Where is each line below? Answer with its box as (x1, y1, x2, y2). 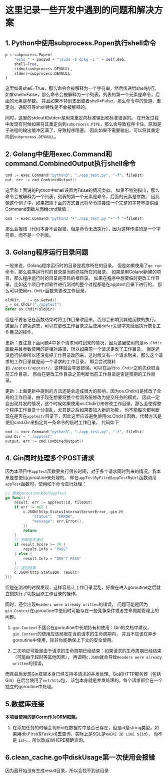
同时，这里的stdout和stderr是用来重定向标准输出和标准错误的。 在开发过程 (5, 115, 159, 121)
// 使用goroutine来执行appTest (5, 490, 66, 496)
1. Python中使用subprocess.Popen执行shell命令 (5, 39, 156, 47)
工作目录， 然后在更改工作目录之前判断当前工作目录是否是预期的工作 (9, 371, 151, 377)
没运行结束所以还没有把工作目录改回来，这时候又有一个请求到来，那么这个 (5, 352, 158, 358)
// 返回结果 (14, 565, 36, 570)
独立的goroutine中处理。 (5, 684, 56, 690)
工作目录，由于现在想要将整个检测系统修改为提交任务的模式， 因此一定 (13, 395, 160, 401)
